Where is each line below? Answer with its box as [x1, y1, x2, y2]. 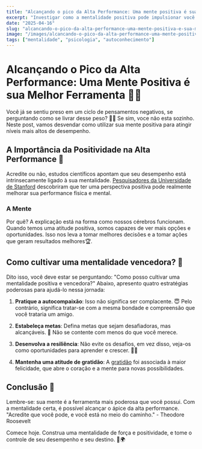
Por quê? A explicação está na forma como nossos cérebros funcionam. [6, 218, 185, 226]
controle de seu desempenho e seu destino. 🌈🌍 [6, 436, 126, 443]
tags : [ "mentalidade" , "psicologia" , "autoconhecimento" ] [6, 37, 155, 43]
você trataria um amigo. [14, 311, 74, 318]
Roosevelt [6, 417, 31, 424]
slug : [6, 25, 20, 32]
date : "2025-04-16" [6, 20, 55, 26]
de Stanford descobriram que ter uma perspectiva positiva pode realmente [6, 183, 192, 190]
